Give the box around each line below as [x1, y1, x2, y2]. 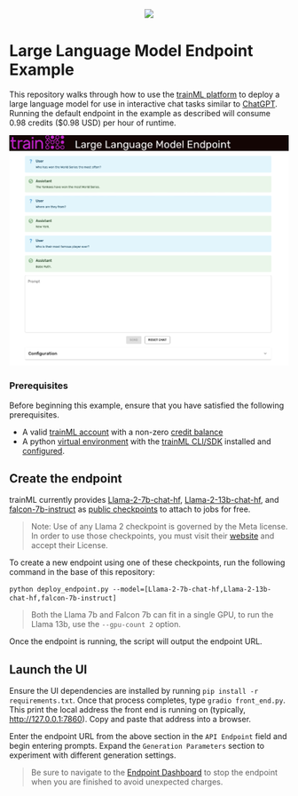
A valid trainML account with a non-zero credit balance [21, 426, 223, 437]
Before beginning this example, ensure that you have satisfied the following [9, 400, 285, 410]
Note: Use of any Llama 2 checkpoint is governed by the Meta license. [30, 521, 288, 532]
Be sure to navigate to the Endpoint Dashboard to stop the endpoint [30, 768, 278, 778]
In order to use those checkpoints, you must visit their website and [30, 530, 275, 541]
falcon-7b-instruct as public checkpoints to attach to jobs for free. [9, 504, 251, 514]
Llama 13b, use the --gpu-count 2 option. [30, 619, 182, 630]
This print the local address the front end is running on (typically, [9, 704, 247, 715]
